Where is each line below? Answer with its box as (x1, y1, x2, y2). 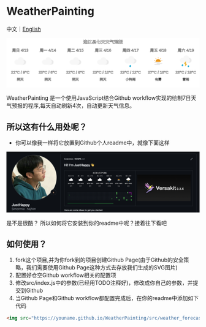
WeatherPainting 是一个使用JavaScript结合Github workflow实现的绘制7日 (6, 94, 191, 102)
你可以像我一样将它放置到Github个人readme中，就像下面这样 (15, 139, 170, 146)
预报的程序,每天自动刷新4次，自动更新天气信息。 (11, 102, 135, 110)
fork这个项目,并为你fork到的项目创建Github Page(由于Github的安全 (15, 256, 184, 264)
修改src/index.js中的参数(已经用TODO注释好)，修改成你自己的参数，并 (15, 279, 193, 287)
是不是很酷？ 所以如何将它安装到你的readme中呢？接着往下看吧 (6, 219, 167, 227)
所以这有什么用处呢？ (6, 121, 87, 132)
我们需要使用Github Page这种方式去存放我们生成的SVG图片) (26, 264, 178, 271)
